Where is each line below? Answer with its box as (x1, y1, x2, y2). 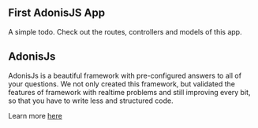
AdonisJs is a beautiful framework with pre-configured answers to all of (8, 71, 242, 80)
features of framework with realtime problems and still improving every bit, (8, 87, 251, 97)
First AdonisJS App (8, 6, 105, 20)
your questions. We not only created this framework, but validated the (8, 79, 235, 89)
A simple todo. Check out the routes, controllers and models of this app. (8, 27, 242, 36)
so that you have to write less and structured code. (8, 96, 174, 105)
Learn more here (8, 111, 63, 120)
